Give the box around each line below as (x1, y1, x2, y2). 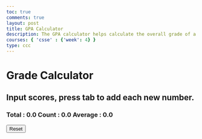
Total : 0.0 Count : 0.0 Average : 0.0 (6, 111, 113, 119)
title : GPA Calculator (6, 25, 64, 32)
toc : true (6, 8, 31, 15)
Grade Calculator (6, 69, 94, 82)
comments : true (6, 15, 45, 21)
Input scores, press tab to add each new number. (6, 92, 195, 103)
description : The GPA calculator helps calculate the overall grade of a (6, 31, 197, 37)
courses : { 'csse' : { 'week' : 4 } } (6, 37, 96, 43)
